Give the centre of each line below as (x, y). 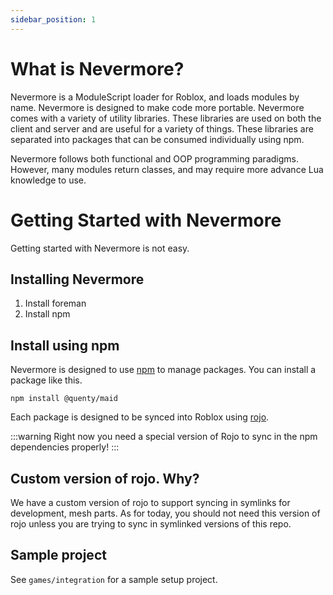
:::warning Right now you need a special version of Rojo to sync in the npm (164, 437)
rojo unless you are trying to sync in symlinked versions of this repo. (151, 523)
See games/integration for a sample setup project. (114, 579)
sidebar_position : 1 (53, 19)
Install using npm (65, 345)
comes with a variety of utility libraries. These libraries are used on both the (166, 118)
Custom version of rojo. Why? (105, 478)
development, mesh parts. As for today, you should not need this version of (165, 513)
